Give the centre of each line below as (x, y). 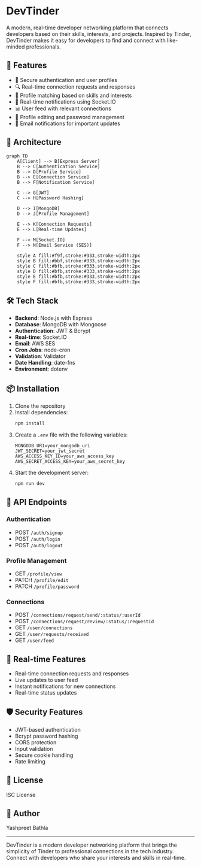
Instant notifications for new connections (65, 686)
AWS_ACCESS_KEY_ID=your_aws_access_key (65, 456)
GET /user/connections (44, 627)
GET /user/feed (34, 640)
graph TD (17, 156)
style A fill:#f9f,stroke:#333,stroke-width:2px (79, 256)
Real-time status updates (46, 693)
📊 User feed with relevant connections (63, 108)
